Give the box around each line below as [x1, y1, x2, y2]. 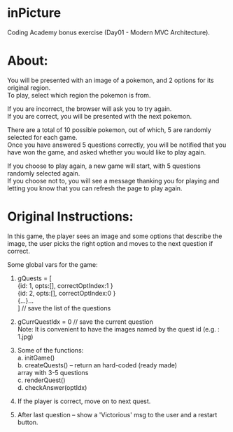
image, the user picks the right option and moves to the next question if [7, 239, 213, 247]
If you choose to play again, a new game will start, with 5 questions [7, 162, 201, 170]
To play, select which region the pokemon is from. [7, 91, 151, 99]
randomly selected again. [7, 169, 80, 177]
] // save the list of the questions [17, 303, 111, 312]
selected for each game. [7, 133, 78, 141]
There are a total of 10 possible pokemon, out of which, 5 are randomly [7, 125, 211, 134]
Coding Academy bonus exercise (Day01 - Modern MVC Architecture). [7, 28, 210, 37]
